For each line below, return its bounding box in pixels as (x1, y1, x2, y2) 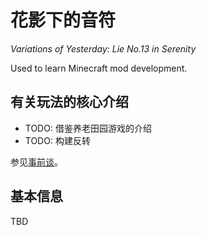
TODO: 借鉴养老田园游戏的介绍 (24, 122, 152, 134)
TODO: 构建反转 (24, 134, 91, 146)
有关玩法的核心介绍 (10, 94, 129, 111)
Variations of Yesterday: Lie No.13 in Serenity (10, 42, 197, 55)
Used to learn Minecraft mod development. (10, 62, 188, 74)
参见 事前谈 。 (10, 156, 63, 168)
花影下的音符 (10, 9, 117, 32)
